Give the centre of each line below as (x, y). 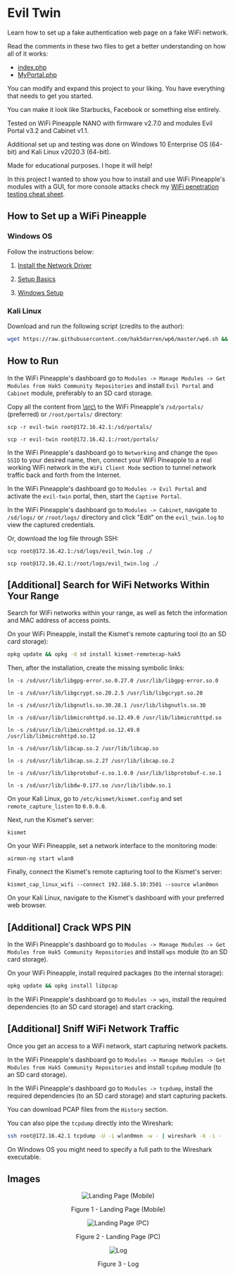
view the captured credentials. (51, 524)
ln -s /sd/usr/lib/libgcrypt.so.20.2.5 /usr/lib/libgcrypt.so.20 (105, 693)
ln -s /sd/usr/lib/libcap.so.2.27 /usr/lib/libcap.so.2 (91, 761)
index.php (32, 67)
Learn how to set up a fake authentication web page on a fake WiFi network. (118, 32)
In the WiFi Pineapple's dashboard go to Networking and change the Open (113, 452)
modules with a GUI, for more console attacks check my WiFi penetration (113, 186)
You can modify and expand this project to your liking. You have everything (116, 88)
